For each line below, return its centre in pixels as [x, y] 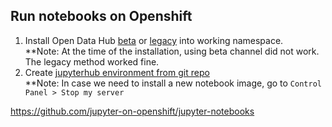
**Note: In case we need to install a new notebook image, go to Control [173, 83]
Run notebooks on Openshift [101, 16]
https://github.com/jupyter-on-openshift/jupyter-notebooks [132, 111]
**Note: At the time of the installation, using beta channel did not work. [172, 51]
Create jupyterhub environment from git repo [117, 72]
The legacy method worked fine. [92, 61]
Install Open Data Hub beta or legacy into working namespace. [154, 40]
